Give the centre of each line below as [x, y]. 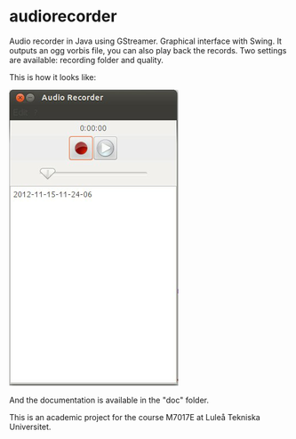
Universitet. [30, 427]
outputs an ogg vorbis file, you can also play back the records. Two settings [148, 50]
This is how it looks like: [53, 77]
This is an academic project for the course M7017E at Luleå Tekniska [135, 417]
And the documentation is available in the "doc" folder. [109, 400]
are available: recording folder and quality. [87, 60]
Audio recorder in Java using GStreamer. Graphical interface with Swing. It [146, 41]
